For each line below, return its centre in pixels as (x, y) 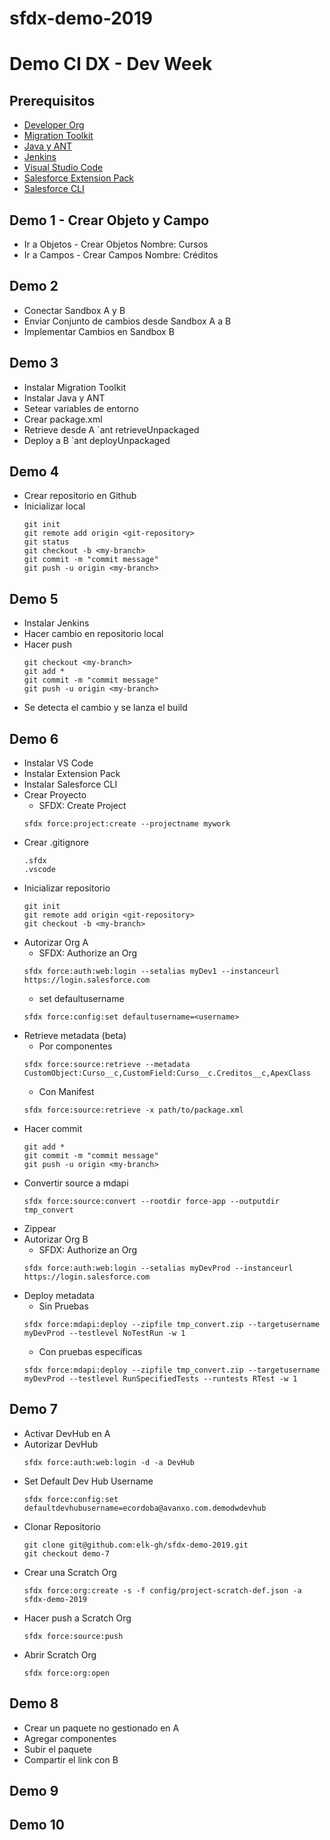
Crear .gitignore (56, 843)
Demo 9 (34, 1791)
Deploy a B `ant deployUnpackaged (97, 440)
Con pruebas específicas (90, 1352)
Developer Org (54, 125)
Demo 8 (34, 1703)
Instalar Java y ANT (64, 398)
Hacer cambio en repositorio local (93, 634)
